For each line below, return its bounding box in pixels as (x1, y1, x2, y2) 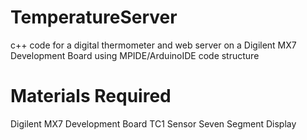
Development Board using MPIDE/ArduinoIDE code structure (10, 49, 260, 61)
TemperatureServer (10, 6, 178, 29)
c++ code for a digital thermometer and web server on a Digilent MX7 (10, 39, 297, 51)
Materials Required (10, 85, 172, 108)
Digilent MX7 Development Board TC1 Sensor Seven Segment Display (10, 117, 297, 130)
